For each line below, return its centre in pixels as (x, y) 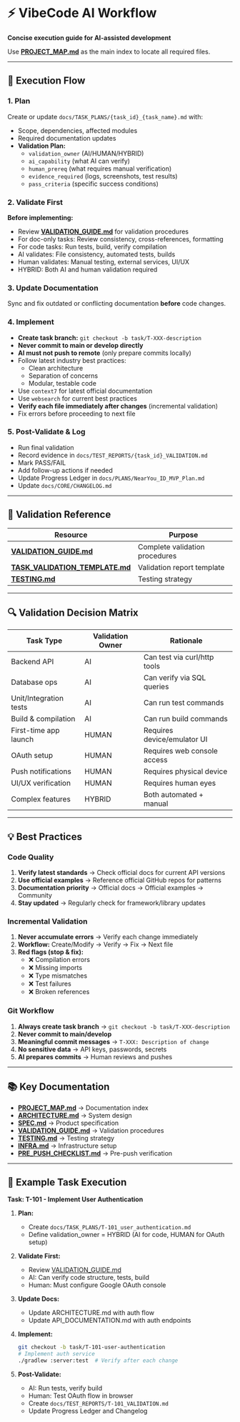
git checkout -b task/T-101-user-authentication (91, 1347)
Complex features (41, 799)
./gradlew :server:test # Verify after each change (98, 1361)
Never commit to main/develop (65, 1034)
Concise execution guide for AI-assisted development (89, 37)
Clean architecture (56, 368)
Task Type (44, 641)
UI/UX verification (41, 783)
